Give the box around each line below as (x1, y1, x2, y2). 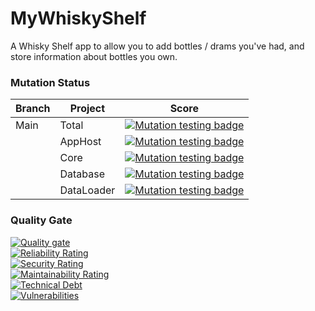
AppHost (59, 135, 102, 149)
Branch (15, 102, 51, 116)
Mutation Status (10, 75, 91, 89)
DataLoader (59, 183, 116, 197)
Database (59, 167, 106, 181)
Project (69, 102, 106, 116)
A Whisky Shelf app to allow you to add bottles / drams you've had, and (10, 40, 305, 52)
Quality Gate (10, 213, 73, 227)
